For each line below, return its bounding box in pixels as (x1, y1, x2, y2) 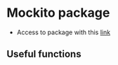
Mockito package (6, 5, 110, 21)
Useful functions (6, 48, 81, 60)
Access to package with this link (16, 28, 110, 36)
